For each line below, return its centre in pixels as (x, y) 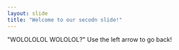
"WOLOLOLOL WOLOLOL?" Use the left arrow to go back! (89, 39)
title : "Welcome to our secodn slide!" (65, 20)
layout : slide (28, 13)
